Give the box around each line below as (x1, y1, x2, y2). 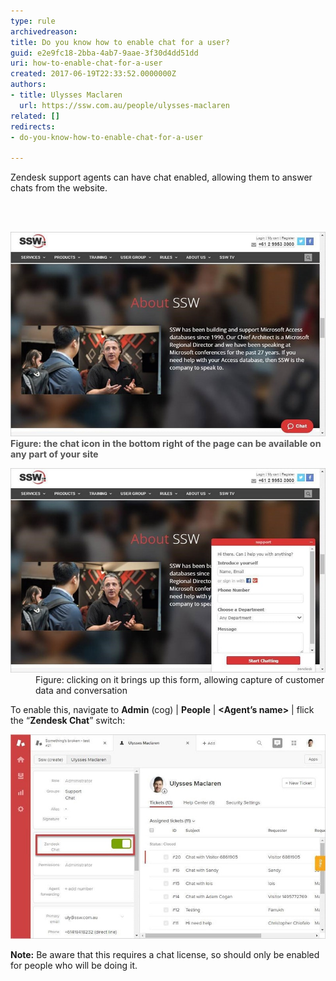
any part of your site (10, 448, 99, 460)
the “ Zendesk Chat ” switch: (10, 715, 126, 727)
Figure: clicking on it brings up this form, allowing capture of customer (35, 674, 325, 686)
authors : (10, 80, 47, 90)
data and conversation (35, 685, 128, 697)
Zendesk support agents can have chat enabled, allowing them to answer (10, 171, 313, 184)
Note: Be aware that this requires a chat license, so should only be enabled (10, 949, 320, 961)
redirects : (10, 121, 56, 132)
